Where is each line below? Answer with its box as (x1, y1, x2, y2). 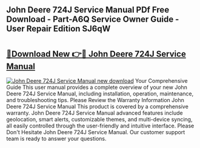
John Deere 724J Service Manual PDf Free (6, 5, 170, 15)
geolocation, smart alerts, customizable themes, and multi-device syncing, (6, 116, 193, 123)
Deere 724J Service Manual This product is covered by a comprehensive (6, 103, 189, 110)
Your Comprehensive (135, 77, 188, 84)
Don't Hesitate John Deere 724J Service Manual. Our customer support (6, 129, 185, 135)
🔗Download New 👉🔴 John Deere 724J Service (6, 48, 186, 59)
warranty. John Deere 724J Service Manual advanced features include (6, 109, 183, 117)
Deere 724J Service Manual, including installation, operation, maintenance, (6, 90, 194, 97)
